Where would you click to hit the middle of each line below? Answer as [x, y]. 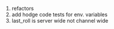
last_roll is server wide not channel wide [60, 21]
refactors [23, 8]
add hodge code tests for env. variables [60, 14]
